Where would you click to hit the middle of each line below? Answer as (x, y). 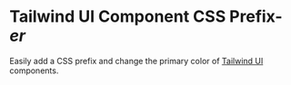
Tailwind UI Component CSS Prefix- (146, 17)
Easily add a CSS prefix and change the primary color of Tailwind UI (136, 61)
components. (34, 71)
